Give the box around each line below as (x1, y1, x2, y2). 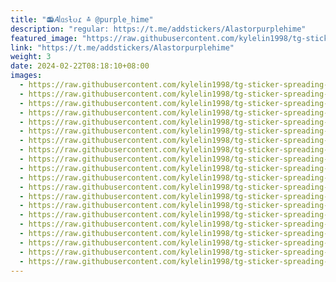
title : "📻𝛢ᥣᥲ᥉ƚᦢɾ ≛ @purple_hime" (10, 14, 154, 25)
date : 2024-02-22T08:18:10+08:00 (10, 61, 150, 71)
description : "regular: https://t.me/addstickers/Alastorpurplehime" (10, 24, 307, 34)
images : (10, 71, 43, 81)
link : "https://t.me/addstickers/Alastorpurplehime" (10, 42, 235, 53)
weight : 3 (10, 52, 52, 62)
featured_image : (10, 33, 78, 43)
